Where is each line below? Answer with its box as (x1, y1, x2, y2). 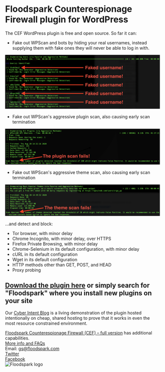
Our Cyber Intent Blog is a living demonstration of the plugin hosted (5, 309, 142, 316)
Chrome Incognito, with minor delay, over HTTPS (12, 236, 111, 241)
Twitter (5, 351, 20, 357)
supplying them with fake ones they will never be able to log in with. (12, 45, 150, 51)
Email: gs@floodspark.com (5, 345, 60, 351)
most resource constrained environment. (5, 320, 87, 326)
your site (5, 297, 33, 305)
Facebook (5, 356, 26, 362)
